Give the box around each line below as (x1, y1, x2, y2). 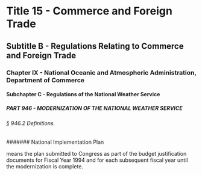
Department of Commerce (6, 76, 85, 84)
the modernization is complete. (6, 162, 83, 170)
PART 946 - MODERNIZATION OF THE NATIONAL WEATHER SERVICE (6, 104, 183, 112)
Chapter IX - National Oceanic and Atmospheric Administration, (6, 68, 197, 76)
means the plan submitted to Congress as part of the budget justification (6, 150, 187, 157)
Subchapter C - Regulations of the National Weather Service (6, 91, 160, 98)
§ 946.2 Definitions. (6, 120, 55, 127)
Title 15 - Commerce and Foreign (6, 4, 173, 18)
